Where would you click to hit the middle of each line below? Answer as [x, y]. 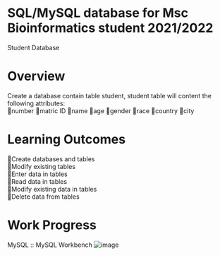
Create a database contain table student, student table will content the [109, 95]
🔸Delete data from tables [43, 197]
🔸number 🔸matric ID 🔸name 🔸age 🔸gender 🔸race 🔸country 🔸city [101, 110]
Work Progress [52, 225]
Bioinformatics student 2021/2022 [110, 28]
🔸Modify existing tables [42, 166]
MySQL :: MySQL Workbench [50, 245]
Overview [36, 76]
